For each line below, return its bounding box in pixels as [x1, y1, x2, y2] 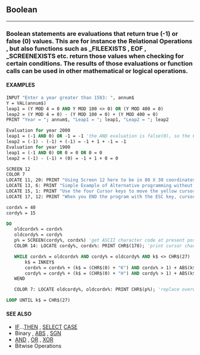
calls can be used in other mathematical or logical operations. [6, 67, 189, 75]
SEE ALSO [6, 310, 32, 317]
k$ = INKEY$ [24, 259, 55, 265]
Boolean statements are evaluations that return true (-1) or [6, 29, 179, 38]
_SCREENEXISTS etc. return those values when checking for [6, 52, 185, 60]
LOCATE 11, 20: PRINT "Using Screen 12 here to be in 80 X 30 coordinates [6, 177, 196, 183]
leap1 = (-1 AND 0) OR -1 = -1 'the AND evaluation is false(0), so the [6, 133, 190, 139]
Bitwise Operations [14, 342, 62, 350]
